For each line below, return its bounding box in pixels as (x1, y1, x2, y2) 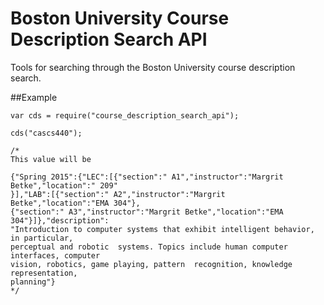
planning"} (10, 277, 56, 287)
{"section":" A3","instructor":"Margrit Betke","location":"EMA (10, 207, 284, 217)
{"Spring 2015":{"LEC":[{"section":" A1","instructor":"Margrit (10, 172, 284, 182)
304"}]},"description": (10, 215, 110, 226)
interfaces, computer (10, 250, 101, 261)
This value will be (10, 154, 92, 164)
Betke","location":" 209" (10, 180, 118, 191)
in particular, (10, 233, 74, 243)
